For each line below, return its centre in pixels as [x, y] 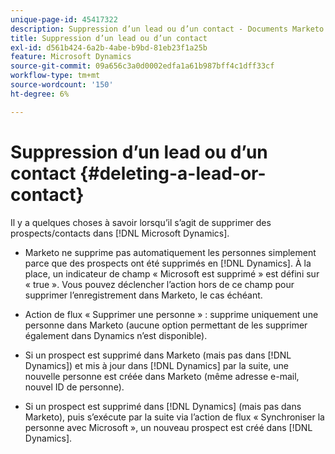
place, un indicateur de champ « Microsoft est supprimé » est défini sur [172, 273]
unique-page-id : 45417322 [64, 19]
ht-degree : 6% [40, 94]
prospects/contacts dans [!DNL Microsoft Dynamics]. [120, 233]
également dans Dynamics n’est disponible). [116, 335]
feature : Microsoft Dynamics [71, 57]
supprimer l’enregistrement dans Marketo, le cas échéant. [143, 295]
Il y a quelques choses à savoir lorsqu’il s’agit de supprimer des [141, 222]
